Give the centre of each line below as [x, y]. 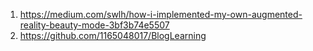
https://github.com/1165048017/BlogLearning [113, 35]
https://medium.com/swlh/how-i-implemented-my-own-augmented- [161, 14]
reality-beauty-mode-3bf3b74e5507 [94, 25]
